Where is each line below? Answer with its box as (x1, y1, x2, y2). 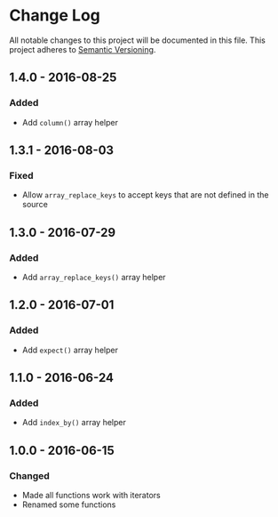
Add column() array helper (21, 117, 118, 127)
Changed (9, 469, 51, 481)
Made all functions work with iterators (21, 490, 162, 501)
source (21, 199, 49, 210)
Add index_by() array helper (21, 417, 126, 428)
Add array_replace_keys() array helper (21, 272, 166, 282)
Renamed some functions (21, 499, 116, 510)
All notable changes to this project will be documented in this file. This (9, 35, 266, 45)
